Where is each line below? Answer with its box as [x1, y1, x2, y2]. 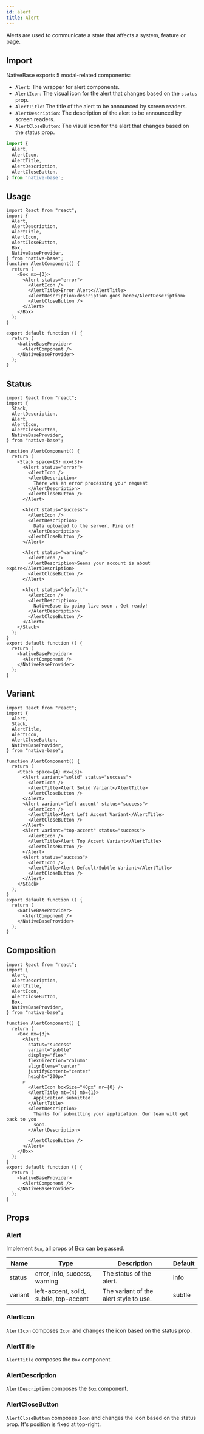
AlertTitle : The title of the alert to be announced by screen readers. [15, 103, 187, 110]
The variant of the [102, 1287, 154, 1296]
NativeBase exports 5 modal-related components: [6, 71, 131, 79]
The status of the [102, 1269, 152, 1278]
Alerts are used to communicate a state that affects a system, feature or [6, 31, 186, 38]
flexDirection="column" [28, 1057, 88, 1063]
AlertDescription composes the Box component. [6, 1385, 129, 1393]
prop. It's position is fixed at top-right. [6, 1421, 101, 1428]
